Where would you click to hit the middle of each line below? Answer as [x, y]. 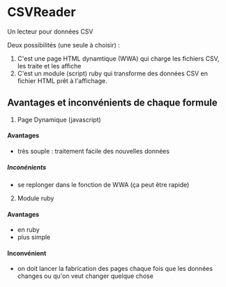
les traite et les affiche [49, 66]
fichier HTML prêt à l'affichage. [62, 80]
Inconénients [27, 167]
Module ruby [36, 198]
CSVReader [42, 12]
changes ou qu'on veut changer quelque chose [85, 276]
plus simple [34, 237]
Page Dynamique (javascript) [59, 119]
